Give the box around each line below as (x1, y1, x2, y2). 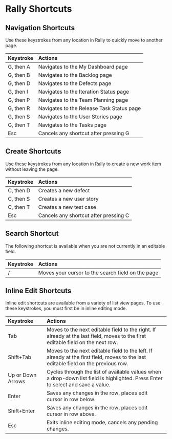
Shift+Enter (8, 407, 35, 414)
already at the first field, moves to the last (47, 354, 146, 361)
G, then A (8, 63, 31, 70)
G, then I (8, 88, 28, 95)
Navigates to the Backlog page (38, 72, 112, 78)
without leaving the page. (5, 166, 59, 172)
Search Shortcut (5, 229, 59, 238)
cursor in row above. (47, 410, 96, 418)
